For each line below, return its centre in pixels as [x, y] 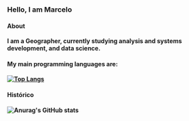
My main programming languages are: [63, 64]
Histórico [21, 94]
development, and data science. [54, 49]
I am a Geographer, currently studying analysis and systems [95, 41]
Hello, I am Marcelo [40, 10]
